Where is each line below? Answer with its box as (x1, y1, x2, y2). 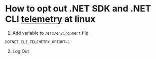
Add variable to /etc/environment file (12, 30, 89, 36)
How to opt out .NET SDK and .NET (5, 3, 151, 14)
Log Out (12, 48, 29, 54)
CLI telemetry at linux (5, 13, 96, 25)
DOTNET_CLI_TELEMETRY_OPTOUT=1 (5, 39, 70, 45)
